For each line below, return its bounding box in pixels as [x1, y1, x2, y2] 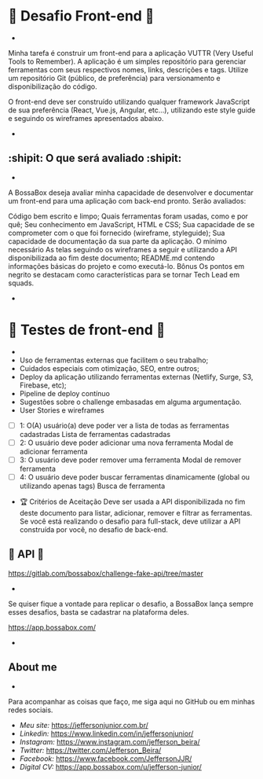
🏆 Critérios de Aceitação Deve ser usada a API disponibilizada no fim [19, 497, 246, 506]
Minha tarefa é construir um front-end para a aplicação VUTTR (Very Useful [8, 48, 254, 57]
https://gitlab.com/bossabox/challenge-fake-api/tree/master [8, 568, 204, 578]
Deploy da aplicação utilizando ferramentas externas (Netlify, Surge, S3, [19, 372, 254, 381]
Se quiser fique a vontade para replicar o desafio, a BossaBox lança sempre [8, 599, 254, 608]
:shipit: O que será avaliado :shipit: [8, 152, 182, 165]
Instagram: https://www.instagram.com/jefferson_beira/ [19, 737, 200, 746]
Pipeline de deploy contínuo [19, 388, 110, 398]
